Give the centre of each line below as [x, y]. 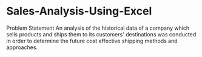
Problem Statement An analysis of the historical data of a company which [98, 28]
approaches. [22, 47]
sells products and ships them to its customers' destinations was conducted [101, 34]
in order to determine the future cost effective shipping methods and [92, 41]
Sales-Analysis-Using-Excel [79, 11]
